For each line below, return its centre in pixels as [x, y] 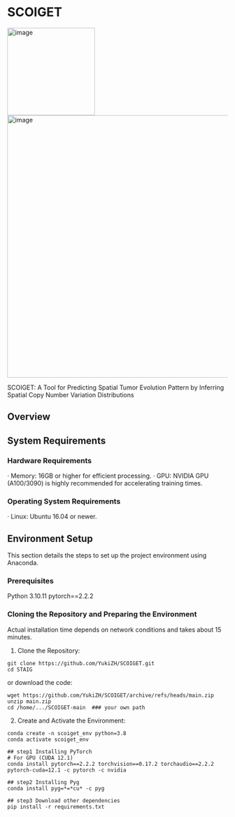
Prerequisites [30, 581]
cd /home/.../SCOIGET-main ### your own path [76, 707]
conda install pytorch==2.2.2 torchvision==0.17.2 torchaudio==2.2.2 [111, 764]
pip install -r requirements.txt [56, 807]
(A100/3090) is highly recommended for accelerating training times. [105, 483]
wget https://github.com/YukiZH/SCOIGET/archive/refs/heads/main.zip [111, 695]
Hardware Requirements [50, 460]
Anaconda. [23, 563]
